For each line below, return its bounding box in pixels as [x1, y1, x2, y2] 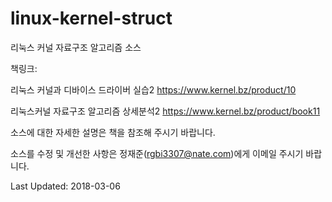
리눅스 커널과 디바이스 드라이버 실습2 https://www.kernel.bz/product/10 [10, 83, 297, 96]
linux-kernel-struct [10, 7, 173, 30]
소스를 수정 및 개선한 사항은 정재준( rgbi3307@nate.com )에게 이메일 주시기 [10, 147, 304, 159]
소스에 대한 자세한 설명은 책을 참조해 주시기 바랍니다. [10, 126, 216, 138]
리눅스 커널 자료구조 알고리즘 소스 [10, 41, 142, 53]
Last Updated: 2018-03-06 [10, 180, 121, 192]
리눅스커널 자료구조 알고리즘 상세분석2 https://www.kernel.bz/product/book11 [10, 105, 321, 117]
